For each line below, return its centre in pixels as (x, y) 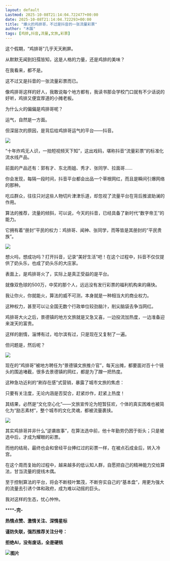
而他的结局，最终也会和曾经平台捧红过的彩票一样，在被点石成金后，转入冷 (83, 448)
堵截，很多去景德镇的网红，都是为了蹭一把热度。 (74, 372)
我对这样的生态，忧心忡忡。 (34, 499)
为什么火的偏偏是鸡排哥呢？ (34, 109)
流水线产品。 (18, 157)
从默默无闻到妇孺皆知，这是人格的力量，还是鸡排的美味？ (65, 59)
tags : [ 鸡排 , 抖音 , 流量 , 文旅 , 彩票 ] (38, 34)
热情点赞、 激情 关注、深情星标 (36, 521)
